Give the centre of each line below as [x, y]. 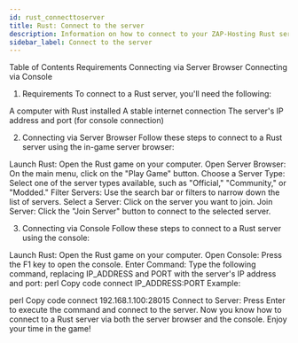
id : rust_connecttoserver [57, 17]
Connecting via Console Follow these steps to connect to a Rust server [152, 229]
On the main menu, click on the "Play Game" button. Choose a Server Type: [147, 174]
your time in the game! [50, 329]
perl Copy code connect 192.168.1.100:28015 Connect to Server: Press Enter [147, 300]
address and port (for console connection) [86, 121]
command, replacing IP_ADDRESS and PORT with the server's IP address [143, 274]
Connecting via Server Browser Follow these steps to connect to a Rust [152, 137]
